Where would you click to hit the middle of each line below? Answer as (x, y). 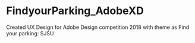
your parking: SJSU (30, 33)
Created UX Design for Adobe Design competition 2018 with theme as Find (98, 27)
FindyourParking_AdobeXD (75, 11)
